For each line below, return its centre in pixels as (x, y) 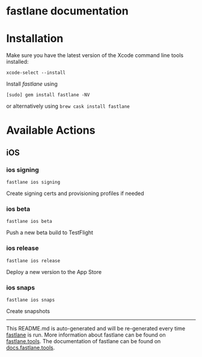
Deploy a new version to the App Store (54, 272)
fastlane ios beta (29, 222)
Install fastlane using (32, 84)
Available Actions (51, 130)
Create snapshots (28, 311)
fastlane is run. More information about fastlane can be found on (86, 335)
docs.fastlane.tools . (31, 347)
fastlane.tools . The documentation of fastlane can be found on (84, 341)
